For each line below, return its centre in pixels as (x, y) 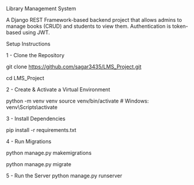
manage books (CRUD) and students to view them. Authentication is (89, 26)
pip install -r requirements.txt (41, 130)
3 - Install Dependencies (36, 118)
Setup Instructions (29, 44)
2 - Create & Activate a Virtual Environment (58, 90)
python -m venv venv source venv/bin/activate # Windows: (78, 101)
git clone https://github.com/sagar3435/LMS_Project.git (74, 67)
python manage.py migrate (39, 164)
